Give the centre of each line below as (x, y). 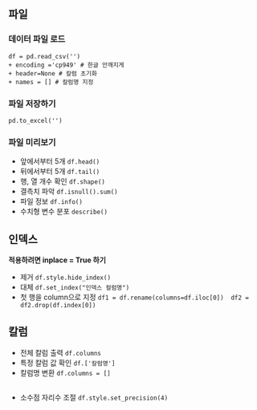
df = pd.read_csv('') (45, 56)
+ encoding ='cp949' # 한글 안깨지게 (66, 65)
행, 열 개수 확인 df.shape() (63, 181)
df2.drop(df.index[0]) (58, 306)
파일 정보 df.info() (51, 201)
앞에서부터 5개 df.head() (60, 161)
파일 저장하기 (32, 104)
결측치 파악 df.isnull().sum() (69, 192)
